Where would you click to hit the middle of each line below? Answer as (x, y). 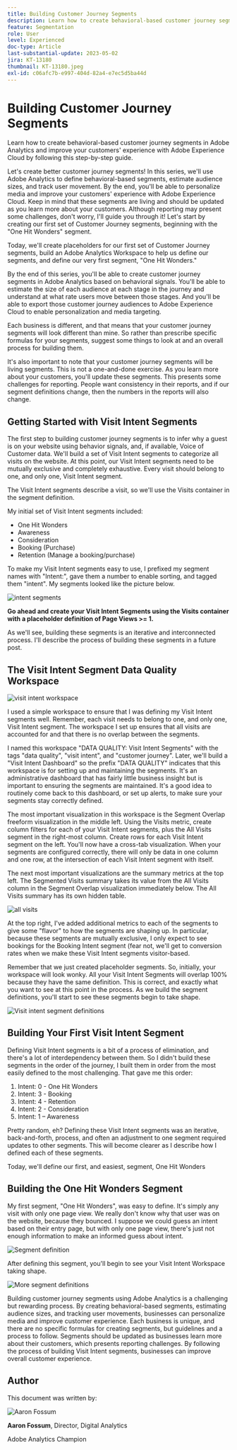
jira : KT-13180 (30, 60)
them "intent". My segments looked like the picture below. (91, 584)
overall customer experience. (50, 1358)
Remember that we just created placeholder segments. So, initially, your (112, 967)
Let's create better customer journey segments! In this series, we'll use (110, 171)
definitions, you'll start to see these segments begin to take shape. (104, 997)
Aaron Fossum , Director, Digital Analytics (67, 1425)
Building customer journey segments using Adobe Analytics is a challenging (117, 1298)
